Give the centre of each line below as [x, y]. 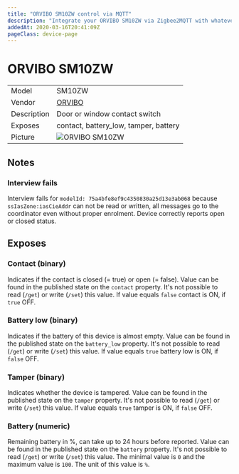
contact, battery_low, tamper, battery [118, 125]
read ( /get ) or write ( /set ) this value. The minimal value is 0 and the [106, 457]
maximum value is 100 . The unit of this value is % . [79, 465]
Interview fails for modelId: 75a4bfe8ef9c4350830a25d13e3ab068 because [113, 198]
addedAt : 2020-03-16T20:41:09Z [54, 27]
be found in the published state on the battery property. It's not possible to [117, 449]
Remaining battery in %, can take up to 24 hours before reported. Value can [118, 442]
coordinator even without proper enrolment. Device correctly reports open [116, 213]
